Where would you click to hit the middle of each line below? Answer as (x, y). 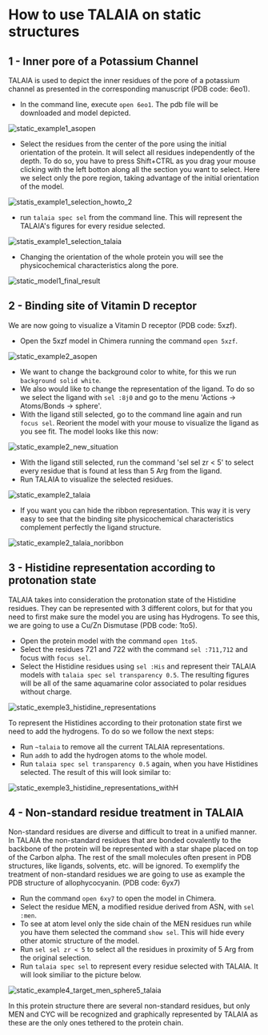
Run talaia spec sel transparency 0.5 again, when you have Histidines (139, 763)
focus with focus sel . (55, 657)
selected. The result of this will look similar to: (95, 772)
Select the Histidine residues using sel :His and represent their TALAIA (138, 666)
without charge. (46, 691)
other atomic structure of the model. (80, 941)
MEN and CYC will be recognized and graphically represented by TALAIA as (133, 1014)
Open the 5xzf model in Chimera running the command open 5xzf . (129, 341)
